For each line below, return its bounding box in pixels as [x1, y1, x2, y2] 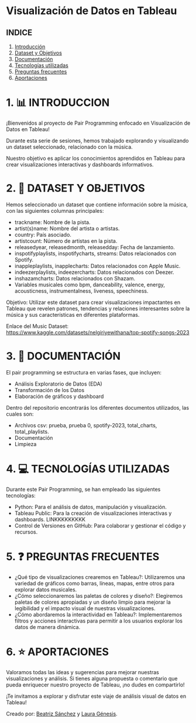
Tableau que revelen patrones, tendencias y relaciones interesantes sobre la [6, 304, 190, 312]
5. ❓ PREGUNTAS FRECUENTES [6, 550, 160, 563]
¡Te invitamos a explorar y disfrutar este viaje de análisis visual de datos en [6, 692, 187, 699]
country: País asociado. [14, 231, 72, 238]
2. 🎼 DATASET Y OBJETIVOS [6, 182, 145, 195]
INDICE [6, 28, 33, 38]
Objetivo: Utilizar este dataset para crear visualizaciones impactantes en [6, 299, 180, 306]
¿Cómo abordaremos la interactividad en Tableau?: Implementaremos [14, 611, 183, 618]
